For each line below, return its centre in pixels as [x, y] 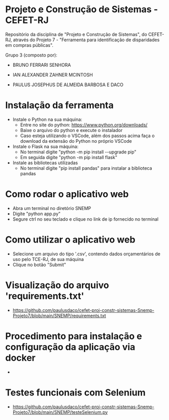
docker [20, 358]
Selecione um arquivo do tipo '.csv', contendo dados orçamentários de [87, 254]
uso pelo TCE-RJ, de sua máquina [48, 259]
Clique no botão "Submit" [39, 265]
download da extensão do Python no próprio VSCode [76, 141]
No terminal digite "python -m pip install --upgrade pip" [78, 152]
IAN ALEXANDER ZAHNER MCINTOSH [53, 74]
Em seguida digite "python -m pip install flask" [69, 157]
